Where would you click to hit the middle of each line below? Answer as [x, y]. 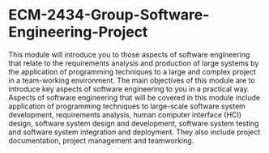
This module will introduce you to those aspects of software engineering [129, 54]
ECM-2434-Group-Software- [109, 15]
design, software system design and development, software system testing [134, 123]
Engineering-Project [78, 32]
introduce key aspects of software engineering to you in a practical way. [129, 89]
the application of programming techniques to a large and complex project [132, 71]
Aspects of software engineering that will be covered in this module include [134, 97]
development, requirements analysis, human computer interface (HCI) [125, 114]
